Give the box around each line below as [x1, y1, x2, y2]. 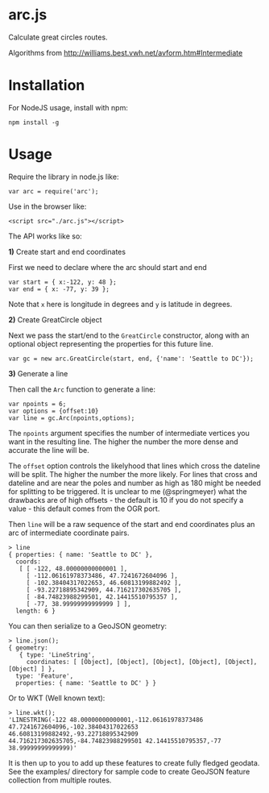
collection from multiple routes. [8, 775, 112, 785]
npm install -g [8, 118, 60, 127]
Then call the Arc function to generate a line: [8, 384, 155, 394]
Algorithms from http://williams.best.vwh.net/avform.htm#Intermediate [8, 48, 243, 57]
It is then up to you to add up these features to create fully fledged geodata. [8, 758, 260, 767]
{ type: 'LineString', [19, 650, 95, 658]
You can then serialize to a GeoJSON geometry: [8, 621, 168, 630]
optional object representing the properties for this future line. [8, 338, 213, 348]
